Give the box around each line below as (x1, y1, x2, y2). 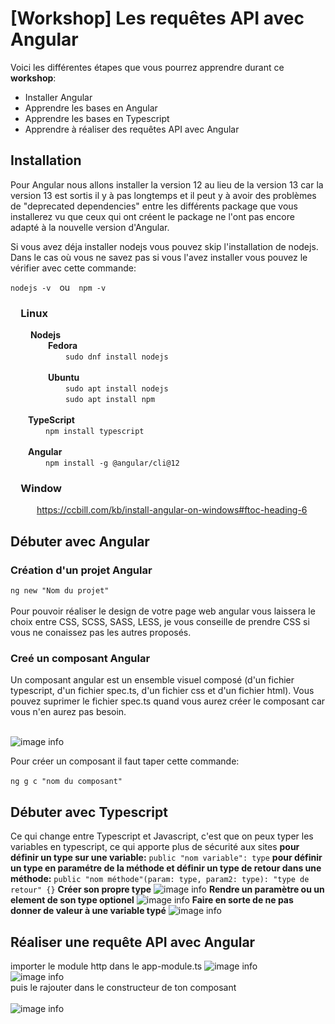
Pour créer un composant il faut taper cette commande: (10, 755, 240, 767)
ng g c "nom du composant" (10, 777, 123, 787)
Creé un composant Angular (10, 651, 151, 665)
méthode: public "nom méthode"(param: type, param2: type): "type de (10, 873, 310, 885)
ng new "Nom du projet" (10, 586, 110, 596)
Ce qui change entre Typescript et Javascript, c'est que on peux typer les (10, 830, 314, 842)
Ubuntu (47, 372, 80, 384)
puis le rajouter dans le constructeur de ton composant (10, 981, 237, 993)
